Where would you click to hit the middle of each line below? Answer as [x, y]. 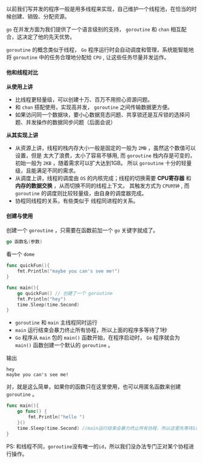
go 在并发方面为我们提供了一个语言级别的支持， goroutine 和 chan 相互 [94, 29]
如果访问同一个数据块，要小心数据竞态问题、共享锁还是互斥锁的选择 [100, 115]
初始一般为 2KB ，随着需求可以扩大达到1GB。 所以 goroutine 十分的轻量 [103, 163]
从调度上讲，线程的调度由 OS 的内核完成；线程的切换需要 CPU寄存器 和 [103, 178]
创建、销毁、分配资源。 [40, 16]
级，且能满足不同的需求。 [47, 170]
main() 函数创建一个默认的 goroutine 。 [64, 345]
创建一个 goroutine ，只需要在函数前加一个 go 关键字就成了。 [82, 230]
